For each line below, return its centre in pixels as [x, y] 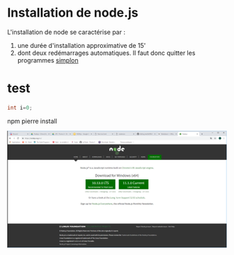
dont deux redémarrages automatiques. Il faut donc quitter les [106, 53]
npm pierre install [32, 121]
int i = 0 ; [20, 108]
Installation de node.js [73, 13]
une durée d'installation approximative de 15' [81, 45]
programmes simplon [48, 60]
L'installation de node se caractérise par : [66, 32]
